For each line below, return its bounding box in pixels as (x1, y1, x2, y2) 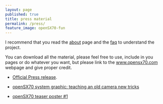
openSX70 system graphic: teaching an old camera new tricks (12, 84, 140, 90)
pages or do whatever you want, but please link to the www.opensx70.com (5, 59, 158, 65)
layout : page (5, 7, 32, 12)
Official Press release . (12, 74, 57, 80)
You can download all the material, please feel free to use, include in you (5, 54, 154, 60)
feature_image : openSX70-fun (5, 26, 65, 31)
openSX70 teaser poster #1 (12, 94, 68, 100)
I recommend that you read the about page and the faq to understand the (5, 39, 155, 45)
